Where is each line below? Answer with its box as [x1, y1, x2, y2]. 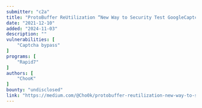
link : [6, 92, 20, 98]
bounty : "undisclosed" [6, 87, 63, 93]
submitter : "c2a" [6, 8, 50, 15]
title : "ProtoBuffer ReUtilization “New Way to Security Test [6, 14, 165, 20]
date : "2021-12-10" [6, 20, 55, 26]
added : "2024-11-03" [6, 25, 58, 32]
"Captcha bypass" [17, 43, 61, 49]
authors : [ [6, 70, 34, 76]
